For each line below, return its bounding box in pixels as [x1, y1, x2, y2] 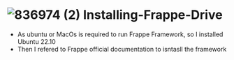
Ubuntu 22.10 [17, 37, 56, 45]
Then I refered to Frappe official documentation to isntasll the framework [17, 45, 227, 53]
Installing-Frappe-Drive [82, 7, 223, 23]
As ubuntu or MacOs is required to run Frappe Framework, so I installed [17, 30, 224, 38]
